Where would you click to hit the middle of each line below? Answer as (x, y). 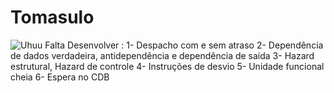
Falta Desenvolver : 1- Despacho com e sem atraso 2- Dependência (184, 45)
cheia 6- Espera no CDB (60, 77)
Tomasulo (52, 17)
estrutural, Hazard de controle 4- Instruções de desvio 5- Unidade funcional (167, 66)
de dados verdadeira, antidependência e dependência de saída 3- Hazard (162, 55)
